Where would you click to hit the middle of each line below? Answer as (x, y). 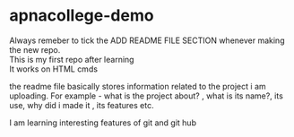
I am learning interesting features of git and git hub (103, 123)
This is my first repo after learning (72, 59)
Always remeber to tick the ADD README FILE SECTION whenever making (147, 40)
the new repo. (35, 49)
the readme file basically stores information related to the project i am (138, 86)
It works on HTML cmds (54, 69)
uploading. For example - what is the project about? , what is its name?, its (147, 96)
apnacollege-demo (82, 16)
